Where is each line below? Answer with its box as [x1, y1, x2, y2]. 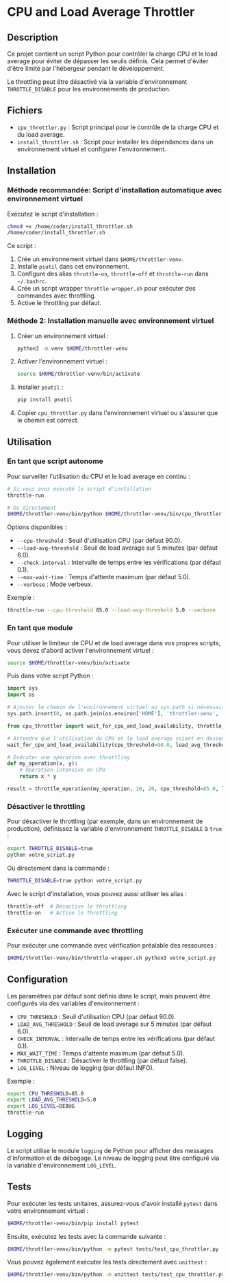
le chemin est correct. [16, 416, 79, 425]
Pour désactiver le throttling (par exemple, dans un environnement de [7, 817, 203, 825]
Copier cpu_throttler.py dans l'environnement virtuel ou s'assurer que [16, 409, 218, 417]
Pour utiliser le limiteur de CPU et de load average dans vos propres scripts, [7, 638, 221, 647]
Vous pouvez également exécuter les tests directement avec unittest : [7, 1258, 207, 1266]
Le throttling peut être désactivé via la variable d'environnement [7, 78, 188, 86]
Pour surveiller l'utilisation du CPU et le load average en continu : [7, 472, 190, 480]
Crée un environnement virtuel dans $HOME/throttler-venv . [16, 255, 183, 263]
